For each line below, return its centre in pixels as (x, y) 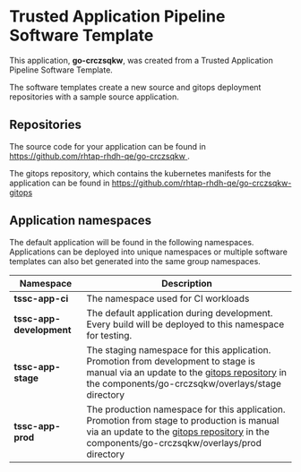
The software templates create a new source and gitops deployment (135, 87)
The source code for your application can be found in (107, 146)
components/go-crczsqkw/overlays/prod (174, 442)
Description (187, 283)
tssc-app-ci (41, 298)
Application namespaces (81, 221)
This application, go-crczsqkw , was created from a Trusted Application (141, 60)
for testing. (109, 335)
